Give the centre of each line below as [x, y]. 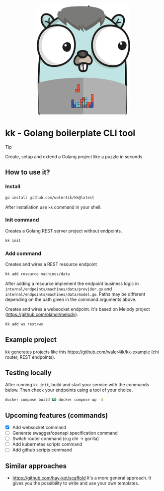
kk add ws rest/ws [24, 324]
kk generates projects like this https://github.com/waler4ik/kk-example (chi [82, 352]
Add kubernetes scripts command [47, 444]
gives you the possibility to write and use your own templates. [76, 483]
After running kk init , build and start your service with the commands [77, 385]
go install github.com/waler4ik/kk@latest [50, 198]
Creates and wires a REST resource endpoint [51, 264]
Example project [31, 340]
